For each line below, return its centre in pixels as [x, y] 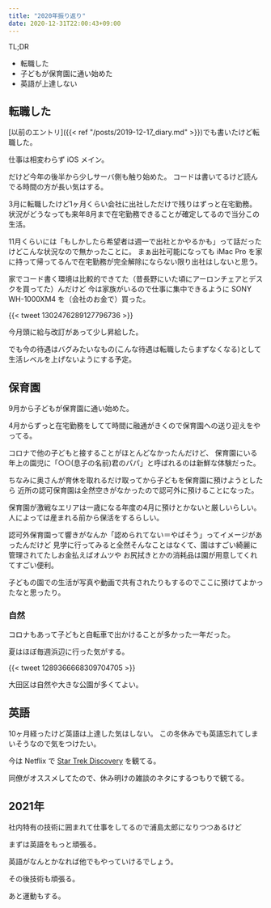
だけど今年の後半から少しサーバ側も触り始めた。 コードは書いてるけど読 [130, 177]
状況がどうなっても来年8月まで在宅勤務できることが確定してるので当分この [134, 214]
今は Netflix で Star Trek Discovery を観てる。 [85, 761]
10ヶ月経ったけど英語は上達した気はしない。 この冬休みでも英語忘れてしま [133, 734]
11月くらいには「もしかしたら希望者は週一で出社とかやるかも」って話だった [135, 242]
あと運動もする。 [37, 896]
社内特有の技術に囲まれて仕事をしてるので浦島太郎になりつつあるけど [125, 827]
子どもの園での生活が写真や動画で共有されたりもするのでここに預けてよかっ [136, 583]
